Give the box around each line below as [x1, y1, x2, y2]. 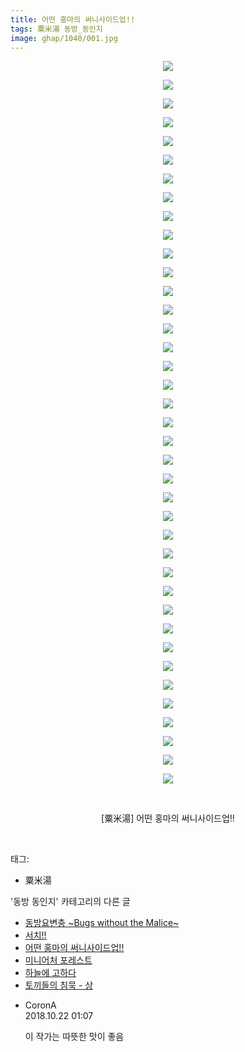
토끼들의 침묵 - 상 [24, 979, 94, 991]
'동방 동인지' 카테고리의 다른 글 [10, 896, 131, 908]
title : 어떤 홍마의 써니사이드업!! [10, 14, 136, 25]
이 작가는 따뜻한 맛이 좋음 [24, 1031, 125, 1043]
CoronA [24, 999, 57, 1011]
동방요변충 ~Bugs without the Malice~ [24, 917, 180, 929]
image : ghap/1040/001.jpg [10, 33, 118, 43]
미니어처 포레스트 [24, 954, 93, 966]
